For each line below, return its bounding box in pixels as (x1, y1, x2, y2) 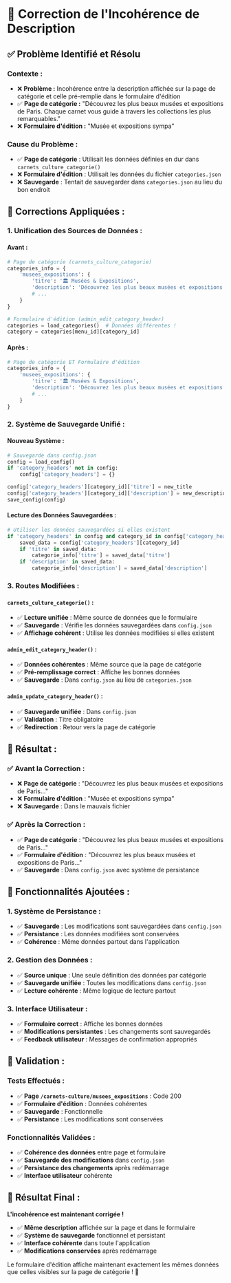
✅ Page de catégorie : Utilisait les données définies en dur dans (16, 155, 199, 164)
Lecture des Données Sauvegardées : (7, 511, 117, 519)
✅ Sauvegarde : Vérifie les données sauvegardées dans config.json (16, 621, 212, 629)
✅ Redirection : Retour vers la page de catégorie (16, 722, 156, 731)
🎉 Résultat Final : (7, 1192, 80, 1203)
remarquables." (16, 114, 60, 122)
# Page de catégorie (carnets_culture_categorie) (7, 258, 153, 266)
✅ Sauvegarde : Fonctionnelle (16, 1107, 103, 1115)
